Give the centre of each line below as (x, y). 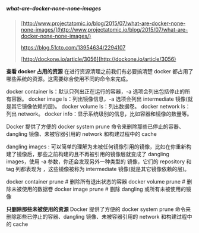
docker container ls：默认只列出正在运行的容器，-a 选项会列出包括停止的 (96, 91)
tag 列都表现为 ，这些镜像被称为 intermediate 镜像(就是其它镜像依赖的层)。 (98, 169)
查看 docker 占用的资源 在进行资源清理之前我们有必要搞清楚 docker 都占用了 (100, 71)
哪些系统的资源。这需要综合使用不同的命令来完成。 (69, 79)
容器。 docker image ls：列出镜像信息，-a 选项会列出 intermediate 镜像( (99, 99)
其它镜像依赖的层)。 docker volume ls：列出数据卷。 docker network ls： (101, 106)
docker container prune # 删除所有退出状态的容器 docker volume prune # (96, 181)
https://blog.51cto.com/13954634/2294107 (73, 47)
